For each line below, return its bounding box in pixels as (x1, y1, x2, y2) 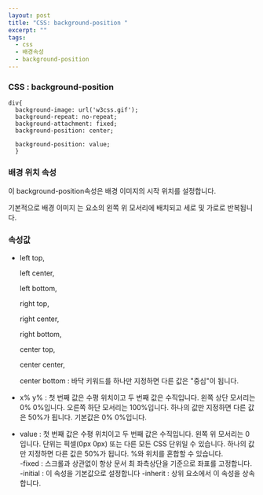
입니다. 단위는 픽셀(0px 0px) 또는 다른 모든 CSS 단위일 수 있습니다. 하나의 (19, 438, 247, 449)
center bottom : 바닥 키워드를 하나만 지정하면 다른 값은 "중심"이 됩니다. (19, 375, 239, 386)
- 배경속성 (15, 48, 45, 56)
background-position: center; (15, 127, 114, 135)
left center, (19, 268, 55, 278)
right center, (19, 314, 60, 323)
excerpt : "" (8, 26, 47, 34)
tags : (8, 33, 26, 42)
